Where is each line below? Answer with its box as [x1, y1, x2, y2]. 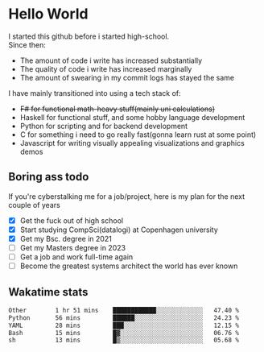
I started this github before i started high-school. [8, 31, 170, 41]
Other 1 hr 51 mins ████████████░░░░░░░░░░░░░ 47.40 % [8, 306, 240, 314]
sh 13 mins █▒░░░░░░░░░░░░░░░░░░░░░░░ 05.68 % [8, 336, 240, 345]
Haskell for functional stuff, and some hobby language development [19, 112, 245, 122]
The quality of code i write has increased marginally [19, 64, 192, 73]
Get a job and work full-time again [19, 252, 134, 262]
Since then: [8, 39, 47, 49]
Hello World [8, 5, 89, 23]
